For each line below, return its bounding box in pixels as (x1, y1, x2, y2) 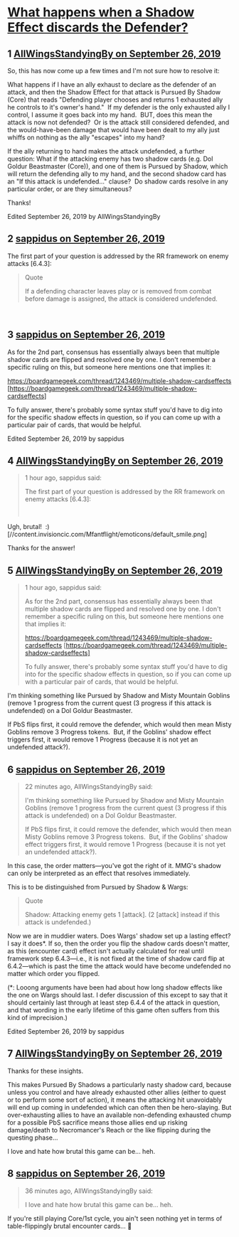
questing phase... (7, 1133, 58, 1142)
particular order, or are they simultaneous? (7, 185, 132, 193)
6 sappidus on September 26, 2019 (7, 764, 166, 776)
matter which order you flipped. (7, 970, 100, 978)
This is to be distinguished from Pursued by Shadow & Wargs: (7, 883, 188, 891)
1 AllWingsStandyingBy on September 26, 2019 (7, 48, 221, 60)
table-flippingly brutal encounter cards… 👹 (7, 1221, 132, 1230)
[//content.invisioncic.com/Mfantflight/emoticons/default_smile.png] (7, 530, 208, 539)
